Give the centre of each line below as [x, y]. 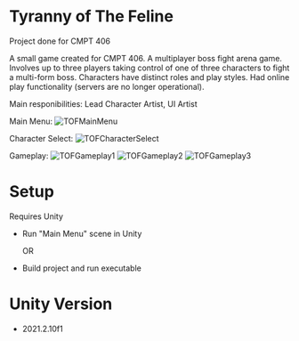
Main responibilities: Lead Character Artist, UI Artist [103, 103]
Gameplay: [29, 155]
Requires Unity [36, 216]
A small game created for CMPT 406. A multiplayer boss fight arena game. [146, 58]
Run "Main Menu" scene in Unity [82, 233]
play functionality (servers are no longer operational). [107, 86]
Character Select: [41, 138]
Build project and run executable [82, 268]
